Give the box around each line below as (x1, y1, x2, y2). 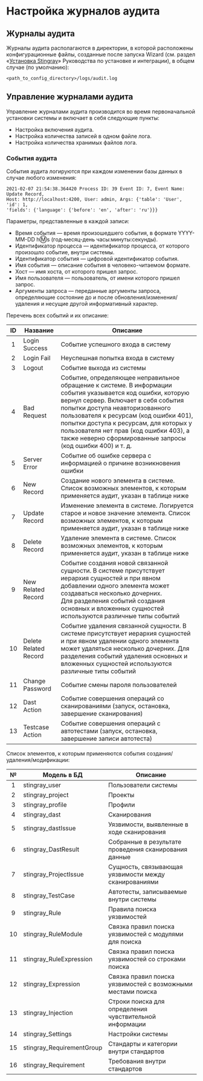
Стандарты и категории (108, 1040, 178, 1048)
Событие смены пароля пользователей (60, 681, 177, 689)
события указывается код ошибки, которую (60, 389, 190, 397)
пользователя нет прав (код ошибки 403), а (60, 427, 190, 435)
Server (23, 455, 42, 464)
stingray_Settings (23, 1030, 72, 1039)
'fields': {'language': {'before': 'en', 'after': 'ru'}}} (6, 207, 158, 213)
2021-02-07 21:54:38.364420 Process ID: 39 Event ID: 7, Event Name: (6, 186, 185, 192)
